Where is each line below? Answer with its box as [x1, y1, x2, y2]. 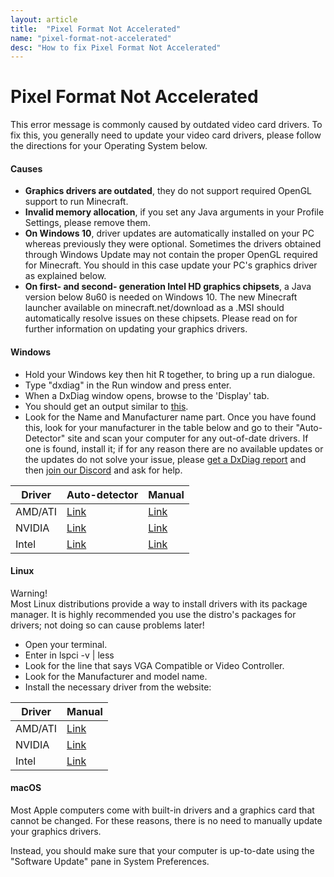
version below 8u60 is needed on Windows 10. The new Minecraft [24, 291, 298, 303]
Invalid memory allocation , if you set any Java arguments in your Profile [24, 206, 325, 218]
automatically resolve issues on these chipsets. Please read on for [24, 312, 298, 325]
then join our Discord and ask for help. [24, 464, 183, 476]
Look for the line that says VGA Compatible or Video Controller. [24, 659, 285, 671]
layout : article [10, 14, 78, 25]
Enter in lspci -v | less [24, 649, 115, 661]
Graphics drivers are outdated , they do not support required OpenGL [24, 185, 312, 197]
